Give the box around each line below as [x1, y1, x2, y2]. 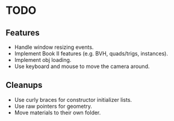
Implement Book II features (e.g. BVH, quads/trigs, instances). [14, 50, 168, 57]
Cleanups [5, 80, 43, 90]
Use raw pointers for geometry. [14, 102, 93, 110]
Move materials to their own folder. [14, 109, 101, 116]
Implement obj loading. [14, 57, 72, 63]
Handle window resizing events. [14, 43, 94, 51]
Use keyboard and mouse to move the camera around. [14, 63, 150, 70]
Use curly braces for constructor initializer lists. [14, 96, 132, 103]
